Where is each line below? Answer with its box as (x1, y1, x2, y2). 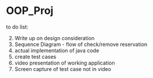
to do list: (6, 23, 29, 30)
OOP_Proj (6, 4, 54, 17)
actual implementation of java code (14, 47, 99, 54)
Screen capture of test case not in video (14, 65, 112, 72)
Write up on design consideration (14, 34, 95, 41)
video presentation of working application (14, 59, 115, 66)
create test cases (14, 53, 57, 60)
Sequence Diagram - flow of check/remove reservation (14, 41, 148, 48)
